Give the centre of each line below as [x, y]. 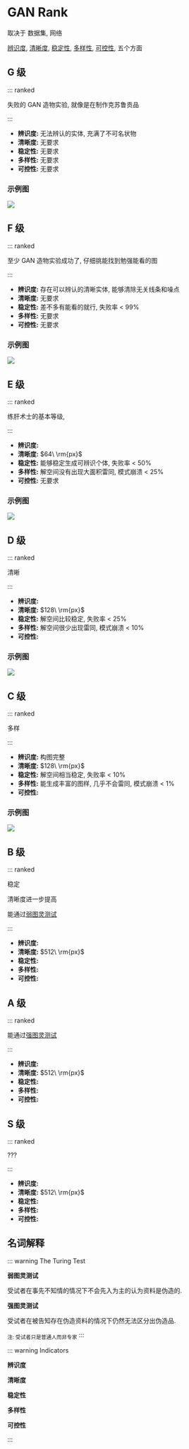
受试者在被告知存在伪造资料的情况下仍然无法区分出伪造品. [92, 1320]
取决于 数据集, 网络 [35, 33]
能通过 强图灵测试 [32, 1035]
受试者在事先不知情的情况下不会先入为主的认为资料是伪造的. [95, 1290]
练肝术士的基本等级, [36, 416]
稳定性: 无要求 [38, 151]
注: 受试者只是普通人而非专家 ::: [46, 1335]
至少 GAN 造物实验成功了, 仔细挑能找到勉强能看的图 [83, 260]
